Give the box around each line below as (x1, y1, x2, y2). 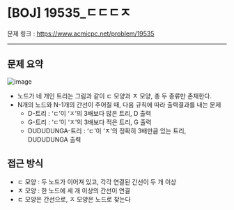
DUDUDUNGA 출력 (27, 135, 81, 144)
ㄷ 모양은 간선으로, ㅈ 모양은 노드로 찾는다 (17, 195, 131, 203)
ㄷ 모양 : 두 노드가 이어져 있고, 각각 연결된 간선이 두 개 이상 (17, 177, 177, 186)
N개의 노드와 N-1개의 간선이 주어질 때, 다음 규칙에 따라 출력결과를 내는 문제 (17, 100, 221, 109)
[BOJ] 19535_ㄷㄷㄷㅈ (7, 5, 131, 21)
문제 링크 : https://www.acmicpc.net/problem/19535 (7, 29, 155, 38)
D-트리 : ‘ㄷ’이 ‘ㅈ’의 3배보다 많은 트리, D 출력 (27, 109, 152, 117)
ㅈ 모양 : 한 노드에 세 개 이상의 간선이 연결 (17, 186, 131, 195)
